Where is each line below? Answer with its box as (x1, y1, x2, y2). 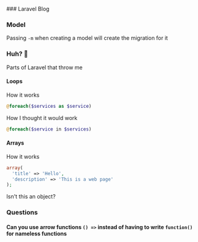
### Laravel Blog (6, 6, 50, 12)
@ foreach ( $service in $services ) (6, 126, 92, 132)
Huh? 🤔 (6, 50, 29, 58)
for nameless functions (6, 230, 67, 237)
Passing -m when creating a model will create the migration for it (6, 34, 169, 42)
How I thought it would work (6, 114, 78, 121)
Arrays (6, 139, 25, 146)
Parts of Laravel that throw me (6, 64, 83, 71)
